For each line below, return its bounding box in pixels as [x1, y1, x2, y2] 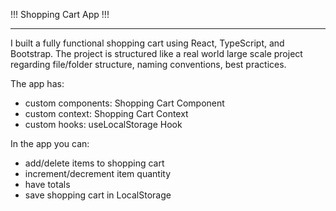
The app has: [10, 78, 65, 89]
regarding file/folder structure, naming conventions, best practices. [10, 59, 287, 70]
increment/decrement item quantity [24, 168, 171, 179]
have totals [24, 179, 71, 190]
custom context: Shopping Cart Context [24, 108, 189, 119]
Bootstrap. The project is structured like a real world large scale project [10, 48, 303, 59]
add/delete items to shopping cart [24, 157, 165, 169]
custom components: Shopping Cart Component [24, 97, 225, 109]
